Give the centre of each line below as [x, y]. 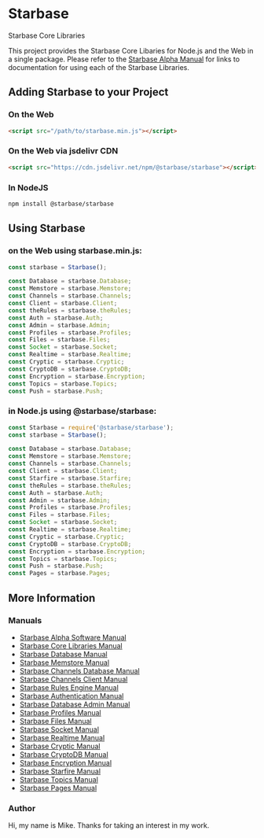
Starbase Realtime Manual [62, 737]
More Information [52, 598]
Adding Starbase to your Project [88, 92]
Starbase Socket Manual [59, 729]
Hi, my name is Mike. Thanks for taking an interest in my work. [109, 825]
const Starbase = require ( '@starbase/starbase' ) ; [91, 427]
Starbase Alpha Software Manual [73, 637]
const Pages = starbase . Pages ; [59, 574]
